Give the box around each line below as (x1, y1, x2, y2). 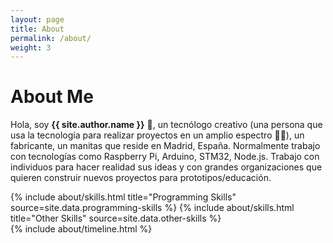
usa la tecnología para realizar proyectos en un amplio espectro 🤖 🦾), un (10, 129, 305, 141)
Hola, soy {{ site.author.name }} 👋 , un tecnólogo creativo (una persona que (10, 119, 323, 131)
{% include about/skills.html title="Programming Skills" (10, 191, 237, 203)
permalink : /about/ (10, 33, 92, 43)
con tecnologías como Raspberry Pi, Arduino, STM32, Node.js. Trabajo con (10, 151, 320, 163)
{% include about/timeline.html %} (10, 223, 153, 235)
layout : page (10, 14, 65, 25)
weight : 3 (10, 42, 52, 53)
